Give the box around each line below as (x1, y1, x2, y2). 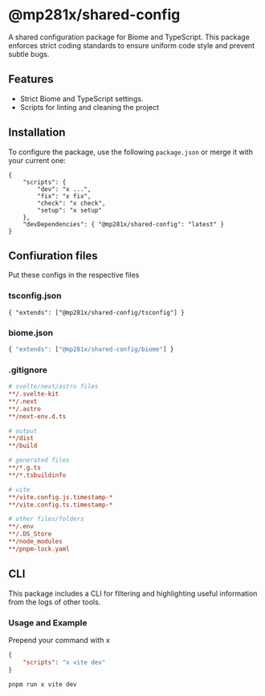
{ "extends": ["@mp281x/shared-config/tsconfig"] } (8, 308, 185, 316)
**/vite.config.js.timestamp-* (8, 493, 113, 501)
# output (8, 427, 38, 435)
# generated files (8, 456, 70, 465)
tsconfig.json (8, 291, 62, 302)
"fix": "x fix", (37, 192, 92, 200)
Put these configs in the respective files (8, 271, 140, 280)
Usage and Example (8, 617, 88, 628)
